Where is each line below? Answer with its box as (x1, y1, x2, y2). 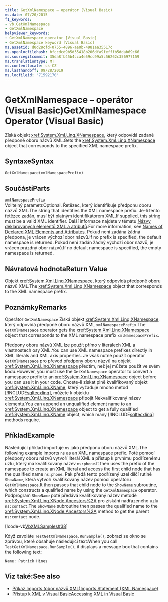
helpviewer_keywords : (5, 31, 50, 36)
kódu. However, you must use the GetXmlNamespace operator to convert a (5, 368, 152, 374)
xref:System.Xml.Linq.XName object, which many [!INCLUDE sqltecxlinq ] (5, 411, 154, 417)
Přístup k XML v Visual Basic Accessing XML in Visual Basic (12, 591, 135, 597)
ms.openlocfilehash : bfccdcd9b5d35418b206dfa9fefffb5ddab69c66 (5, 49, 140, 54)
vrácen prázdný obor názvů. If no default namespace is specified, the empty (5, 245, 161, 251)
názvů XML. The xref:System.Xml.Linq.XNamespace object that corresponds (5, 283, 162, 289)
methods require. (5, 417, 41, 423)
